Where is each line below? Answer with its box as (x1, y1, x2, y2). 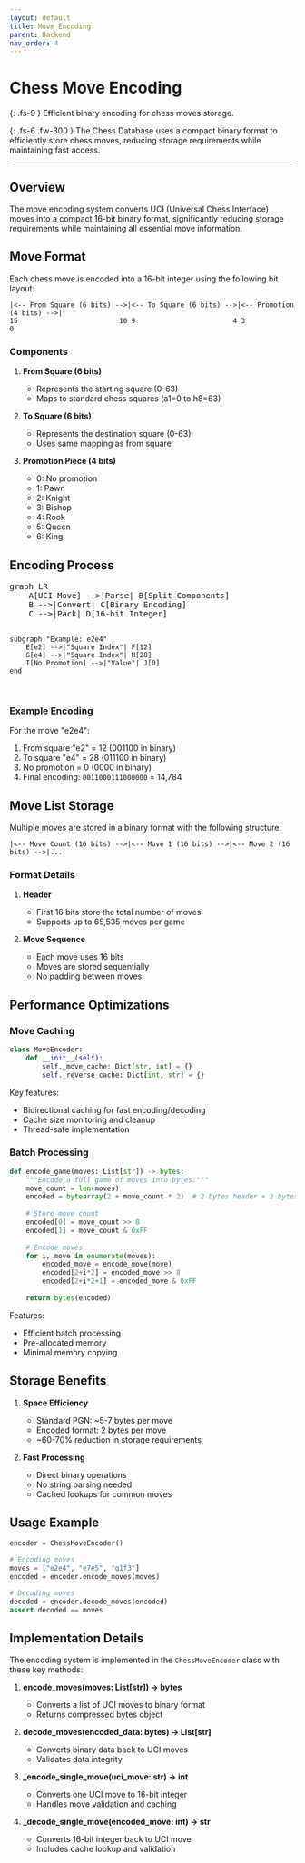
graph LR (9, 581, 48, 591)
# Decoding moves (9, 1588, 75, 1598)
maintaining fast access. (9, 144, 101, 155)
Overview (9, 179, 66, 195)
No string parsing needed (35, 1479, 133, 1490)
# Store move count (25, 1209, 100, 1218)
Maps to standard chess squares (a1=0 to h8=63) (35, 393, 221, 404)
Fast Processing (22, 1452, 85, 1463)
